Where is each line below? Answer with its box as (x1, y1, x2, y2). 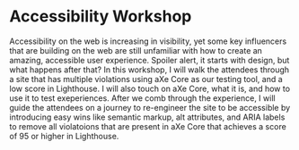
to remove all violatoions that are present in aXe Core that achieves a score (9, 121, 287, 131)
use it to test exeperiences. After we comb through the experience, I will (9, 92, 276, 104)
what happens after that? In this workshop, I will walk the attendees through (9, 64, 290, 75)
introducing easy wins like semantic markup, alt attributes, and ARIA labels (9, 112, 286, 122)
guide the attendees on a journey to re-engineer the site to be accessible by (9, 102, 291, 112)
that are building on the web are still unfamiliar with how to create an (9, 45, 263, 55)
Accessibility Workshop (9, 6, 192, 27)
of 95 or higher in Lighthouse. (9, 130, 119, 141)
